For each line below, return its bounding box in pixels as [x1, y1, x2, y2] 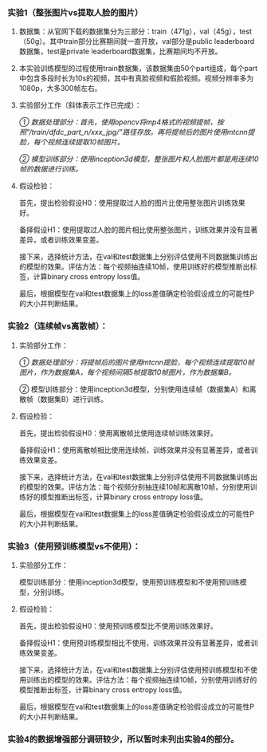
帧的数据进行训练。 [18, 164, 83, 174]
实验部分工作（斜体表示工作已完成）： [18, 100, 142, 110]
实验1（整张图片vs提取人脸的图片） [7, 6, 143, 18]
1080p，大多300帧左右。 [18, 84, 102, 93]
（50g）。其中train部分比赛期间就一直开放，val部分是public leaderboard [18, 37, 255, 46]
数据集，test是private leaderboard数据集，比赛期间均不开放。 [18, 46, 222, 57]
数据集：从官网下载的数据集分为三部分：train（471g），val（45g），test [18, 26, 252, 37]
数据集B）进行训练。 [40, 394, 108, 404]
